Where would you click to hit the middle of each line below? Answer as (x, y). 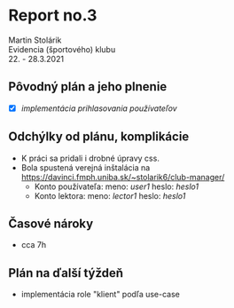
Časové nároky (51, 224)
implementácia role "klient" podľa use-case (101, 295)
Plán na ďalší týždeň (66, 273)
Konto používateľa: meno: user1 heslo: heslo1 (117, 186)
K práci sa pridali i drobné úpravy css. (90, 158)
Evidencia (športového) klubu (62, 49)
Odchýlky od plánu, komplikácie (99, 137)
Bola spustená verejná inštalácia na (86, 167)
